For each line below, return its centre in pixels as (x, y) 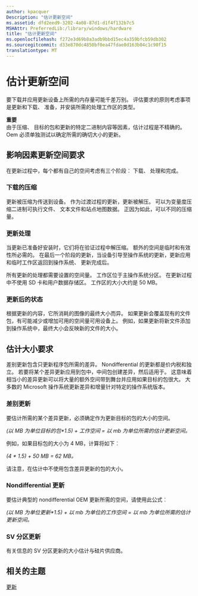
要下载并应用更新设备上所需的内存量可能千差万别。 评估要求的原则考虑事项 (98, 100)
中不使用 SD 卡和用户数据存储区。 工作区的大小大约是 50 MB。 (83, 283)
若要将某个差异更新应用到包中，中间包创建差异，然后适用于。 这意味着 (105, 372)
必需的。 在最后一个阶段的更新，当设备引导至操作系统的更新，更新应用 (103, 255)
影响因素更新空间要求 (45, 155)
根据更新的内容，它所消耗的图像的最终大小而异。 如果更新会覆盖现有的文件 (98, 313)
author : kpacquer (28, 12)
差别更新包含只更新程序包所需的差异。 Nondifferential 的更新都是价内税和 (96, 365)
